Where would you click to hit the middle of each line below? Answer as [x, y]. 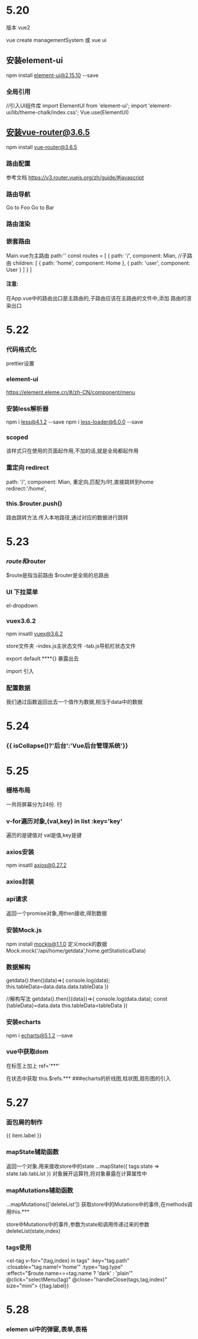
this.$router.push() [34, 504]
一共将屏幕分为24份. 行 [34, 804]
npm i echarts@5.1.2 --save [40, 1035]
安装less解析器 [27, 408]
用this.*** [18, 1212]
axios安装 [20, 852]
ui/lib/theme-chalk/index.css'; [43, 113]
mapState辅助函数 [33, 1152]
